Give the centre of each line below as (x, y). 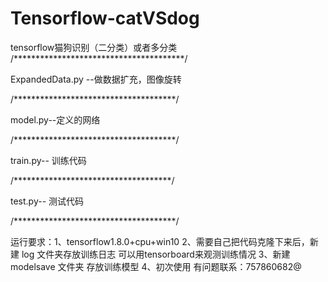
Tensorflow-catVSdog (105, 18)
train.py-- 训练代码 (48, 160)
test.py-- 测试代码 (47, 201)
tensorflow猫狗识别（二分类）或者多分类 (94, 47)
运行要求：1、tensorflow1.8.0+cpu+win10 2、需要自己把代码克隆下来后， (160, 241)
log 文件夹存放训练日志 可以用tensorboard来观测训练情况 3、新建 (156, 254)
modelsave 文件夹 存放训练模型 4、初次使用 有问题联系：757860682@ (156, 266)
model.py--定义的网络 (55, 119)
